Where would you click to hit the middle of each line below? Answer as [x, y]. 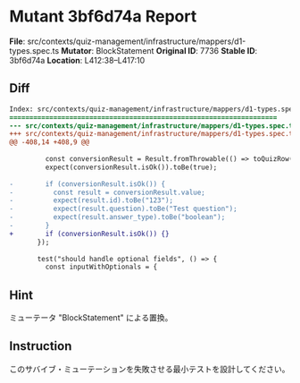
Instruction [41, 346]
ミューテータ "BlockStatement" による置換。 [91, 318]
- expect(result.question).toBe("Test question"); [124, 209]
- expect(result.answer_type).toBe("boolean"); [117, 217]
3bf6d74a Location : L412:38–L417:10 [77, 60]
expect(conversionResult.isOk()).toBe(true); [131, 167]
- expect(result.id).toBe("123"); [92, 200]
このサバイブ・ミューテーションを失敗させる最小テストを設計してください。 [150, 369]
